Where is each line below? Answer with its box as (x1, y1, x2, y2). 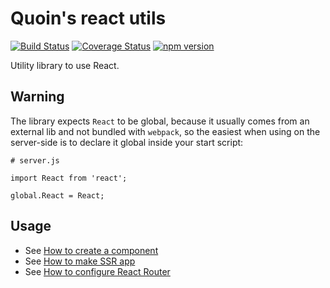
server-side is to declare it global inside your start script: (10, 136, 244, 148)
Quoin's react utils (10, 7, 167, 30)
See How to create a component (24, 244, 159, 256)
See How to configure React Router (24, 265, 171, 277)
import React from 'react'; (10, 173, 128, 183)
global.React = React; (10, 190, 105, 201)
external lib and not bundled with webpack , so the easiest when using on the (10, 125, 321, 137)
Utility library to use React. (10, 59, 120, 71)
